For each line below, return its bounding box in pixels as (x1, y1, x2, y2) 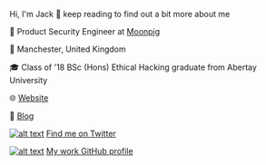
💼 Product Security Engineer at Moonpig (9, 26, 161, 36)
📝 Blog (9, 111, 34, 121)
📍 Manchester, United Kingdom (9, 44, 127, 54)
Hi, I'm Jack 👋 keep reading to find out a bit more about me (9, 9, 231, 19)
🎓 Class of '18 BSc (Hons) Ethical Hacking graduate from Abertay (9, 62, 257, 73)
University (9, 75, 48, 85)
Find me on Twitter (45, 128, 116, 139)
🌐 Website (9, 92, 49, 103)
